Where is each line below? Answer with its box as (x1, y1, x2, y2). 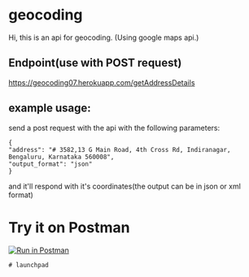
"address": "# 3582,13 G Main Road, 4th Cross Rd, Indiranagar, (8, 145, 231, 154)
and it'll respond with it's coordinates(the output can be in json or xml (8, 181, 242, 191)
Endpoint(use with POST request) (8, 56, 182, 70)
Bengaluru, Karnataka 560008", (8, 153, 115, 161)
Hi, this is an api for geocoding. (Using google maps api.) (8, 32, 199, 42)
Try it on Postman (8, 218, 130, 236)
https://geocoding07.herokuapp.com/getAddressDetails (8, 77, 195, 87)
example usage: (8, 102, 91, 115)
